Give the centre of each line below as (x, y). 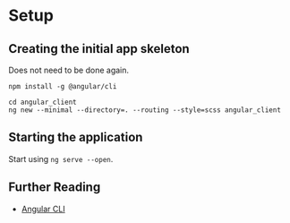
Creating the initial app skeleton (99, 49)
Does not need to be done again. (69, 70)
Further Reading (55, 188)
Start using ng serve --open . (61, 159)
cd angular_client (43, 102)
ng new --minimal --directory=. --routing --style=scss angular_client (145, 110)
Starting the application (76, 137)
